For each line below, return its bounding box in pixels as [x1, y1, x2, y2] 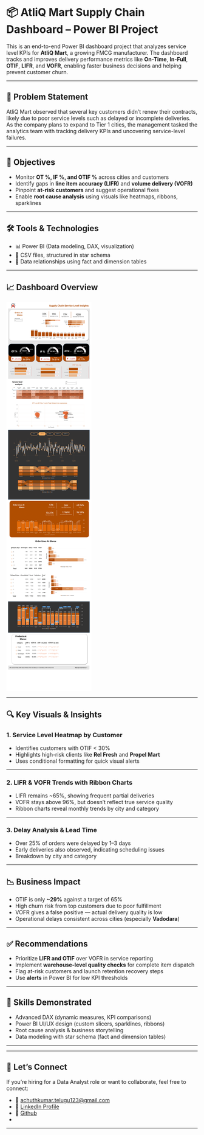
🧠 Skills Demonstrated [6, 998, 92, 1008]
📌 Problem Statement [6, 92, 89, 102]
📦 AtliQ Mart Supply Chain [6, 5, 145, 19]
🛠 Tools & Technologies [6, 223, 99, 234]
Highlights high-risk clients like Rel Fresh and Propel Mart [15, 751, 160, 758]
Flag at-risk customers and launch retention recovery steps [15, 968, 164, 975]
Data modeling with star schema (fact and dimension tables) [15, 1033, 166, 1040]
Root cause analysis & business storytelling [15, 1026, 124, 1033]
